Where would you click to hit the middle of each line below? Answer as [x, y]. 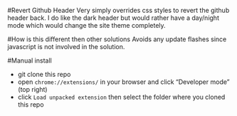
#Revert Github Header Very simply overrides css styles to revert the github [118, 10]
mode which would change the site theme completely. [86, 25]
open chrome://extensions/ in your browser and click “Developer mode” [123, 82]
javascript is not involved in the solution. [66, 47]
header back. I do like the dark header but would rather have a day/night [113, 18]
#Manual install [30, 60]
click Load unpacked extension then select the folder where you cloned [121, 97]
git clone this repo [44, 74]
